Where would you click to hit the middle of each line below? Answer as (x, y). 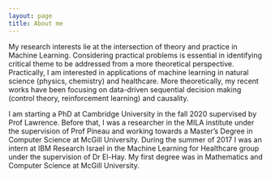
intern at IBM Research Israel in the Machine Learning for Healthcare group (134, 148)
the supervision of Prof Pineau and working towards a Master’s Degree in (131, 131)
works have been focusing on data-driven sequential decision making (125, 89)
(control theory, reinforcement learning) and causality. (99, 98)
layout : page (30, 16)
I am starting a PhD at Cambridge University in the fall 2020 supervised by (133, 113)
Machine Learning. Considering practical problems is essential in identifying (135, 55)
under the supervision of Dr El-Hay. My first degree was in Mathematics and (136, 157)
